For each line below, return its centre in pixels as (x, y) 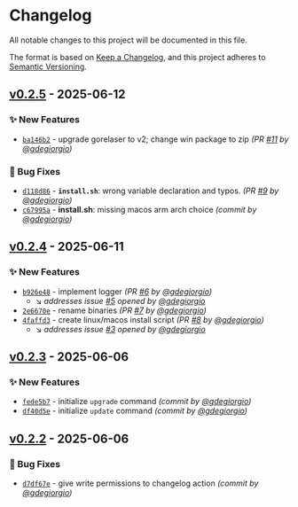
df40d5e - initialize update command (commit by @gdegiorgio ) (135, 411)
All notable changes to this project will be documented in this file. (129, 40)
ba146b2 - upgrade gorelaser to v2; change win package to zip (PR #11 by (155, 139)
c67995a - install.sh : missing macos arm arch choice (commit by (139, 209)
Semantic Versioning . (48, 66)
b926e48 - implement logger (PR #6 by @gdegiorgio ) (117, 291)
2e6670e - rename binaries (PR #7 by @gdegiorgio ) (114, 310)
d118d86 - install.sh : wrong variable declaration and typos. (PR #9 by (150, 191)
